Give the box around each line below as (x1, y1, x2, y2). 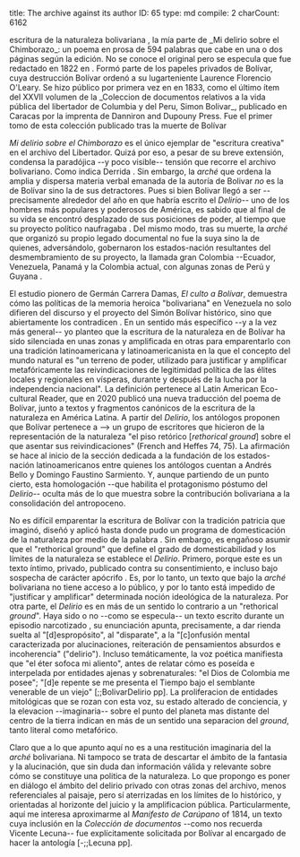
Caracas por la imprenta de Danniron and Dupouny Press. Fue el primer (9, 111, 273, 121)
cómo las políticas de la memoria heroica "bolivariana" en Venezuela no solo (9, 298, 292, 308)
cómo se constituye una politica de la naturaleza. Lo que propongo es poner (9, 771, 291, 781)
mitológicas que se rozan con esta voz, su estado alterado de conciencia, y (9, 697, 288, 706)
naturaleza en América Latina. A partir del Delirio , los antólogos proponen (9, 412, 280, 422)
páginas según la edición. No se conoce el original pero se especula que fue (9, 54, 292, 64)
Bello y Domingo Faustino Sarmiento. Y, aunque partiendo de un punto (9, 470, 270, 480)
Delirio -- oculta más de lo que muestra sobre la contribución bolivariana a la (9, 489, 290, 498)
